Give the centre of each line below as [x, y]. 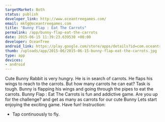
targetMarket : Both [25, 10]
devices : [14, 60]
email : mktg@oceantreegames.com [38, 23]
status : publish [22, 14]
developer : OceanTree [27, 42]
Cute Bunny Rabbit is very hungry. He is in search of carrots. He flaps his [79, 79]
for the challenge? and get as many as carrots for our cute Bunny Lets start [81, 99]
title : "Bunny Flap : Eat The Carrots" [46, 28]
